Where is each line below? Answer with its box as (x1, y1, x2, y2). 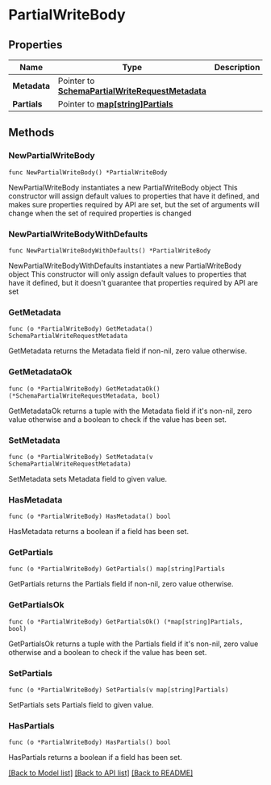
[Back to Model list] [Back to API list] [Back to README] (8, 768, 194, 778)
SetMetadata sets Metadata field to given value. (8, 474, 168, 483)
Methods (8, 126, 55, 140)
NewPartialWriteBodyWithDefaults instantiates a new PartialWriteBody (8, 261, 242, 270)
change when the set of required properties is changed (8, 208, 192, 218)
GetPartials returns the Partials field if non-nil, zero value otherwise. (8, 579, 234, 589)
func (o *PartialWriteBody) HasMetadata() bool (8, 512, 172, 521)
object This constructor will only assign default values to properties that (8, 269, 248, 279)
